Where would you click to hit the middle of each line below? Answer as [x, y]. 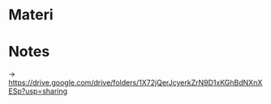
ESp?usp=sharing [38, 91]
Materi [31, 15]
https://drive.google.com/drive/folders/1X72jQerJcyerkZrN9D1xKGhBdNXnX [135, 83]
